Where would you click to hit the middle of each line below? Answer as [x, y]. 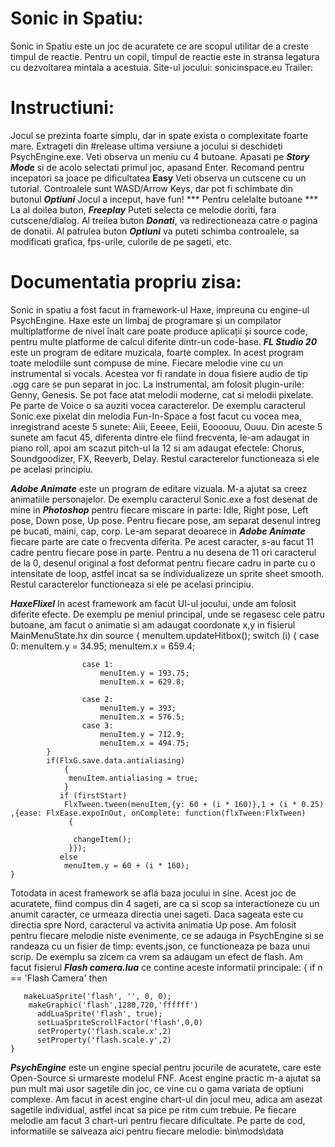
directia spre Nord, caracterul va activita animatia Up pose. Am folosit [153, 924]
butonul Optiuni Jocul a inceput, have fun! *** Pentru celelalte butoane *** [164, 199]
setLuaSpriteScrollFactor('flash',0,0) [119, 1022]
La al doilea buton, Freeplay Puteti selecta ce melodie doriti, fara [143, 209]
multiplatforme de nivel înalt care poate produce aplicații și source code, [159, 331]
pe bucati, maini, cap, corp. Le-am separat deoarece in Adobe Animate [158, 531]
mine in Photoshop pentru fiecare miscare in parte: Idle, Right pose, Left [159, 509]
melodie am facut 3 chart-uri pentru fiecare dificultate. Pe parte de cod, [158, 1120]
